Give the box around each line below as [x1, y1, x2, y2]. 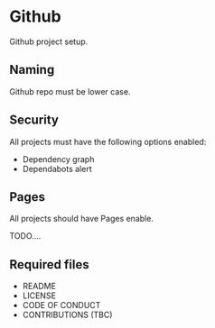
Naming [9, 62, 55, 77]
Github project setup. [9, 36, 89, 47]
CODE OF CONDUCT [22, 300, 101, 311]
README [22, 281, 57, 292]
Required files [9, 257, 89, 272]
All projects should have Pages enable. [9, 214, 154, 224]
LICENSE [22, 290, 57, 301]
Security [9, 113, 59, 128]
